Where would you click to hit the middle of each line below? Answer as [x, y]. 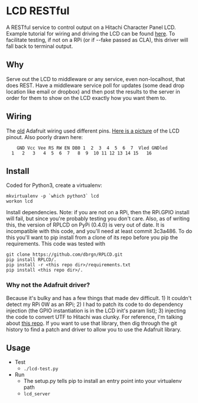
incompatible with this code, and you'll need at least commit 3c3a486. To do [99, 231]
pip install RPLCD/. [32, 260]
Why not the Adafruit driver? [48, 285]
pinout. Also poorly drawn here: [45, 137]
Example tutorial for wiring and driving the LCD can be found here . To [91, 33]
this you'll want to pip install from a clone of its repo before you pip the [92, 237]
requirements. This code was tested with [56, 244]
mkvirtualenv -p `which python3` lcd [53, 196]
